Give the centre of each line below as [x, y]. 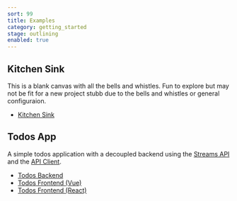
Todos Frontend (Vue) [50, 183]
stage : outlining [33, 34]
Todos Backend [40, 175]
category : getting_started [47, 27]
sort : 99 [20, 14]
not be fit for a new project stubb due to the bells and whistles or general [114, 93]
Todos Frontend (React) [52, 190]
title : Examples [31, 21]
